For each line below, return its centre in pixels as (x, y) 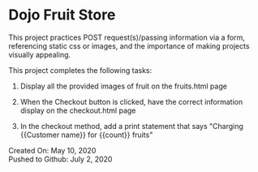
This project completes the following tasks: (80, 70)
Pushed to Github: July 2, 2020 (60, 159)
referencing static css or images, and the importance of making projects (129, 45)
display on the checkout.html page (78, 110)
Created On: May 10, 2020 (52, 150)
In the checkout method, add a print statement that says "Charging (131, 126)
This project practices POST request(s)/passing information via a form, (127, 37)
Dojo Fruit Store (62, 15)
